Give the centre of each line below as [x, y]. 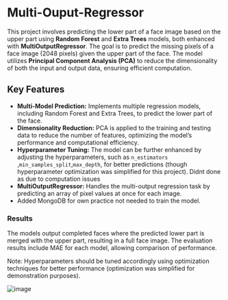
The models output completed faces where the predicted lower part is [106, 234]
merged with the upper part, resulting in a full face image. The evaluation [110, 240]
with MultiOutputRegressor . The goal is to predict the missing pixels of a [111, 46]
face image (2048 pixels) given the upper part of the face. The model [105, 53]
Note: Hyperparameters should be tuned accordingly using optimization [109, 261]
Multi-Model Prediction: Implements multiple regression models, [109, 106]
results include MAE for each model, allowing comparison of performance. [112, 248]
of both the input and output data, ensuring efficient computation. [100, 68]
